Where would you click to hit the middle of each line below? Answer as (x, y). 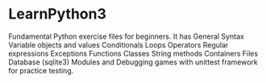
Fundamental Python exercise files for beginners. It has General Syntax (126, 36)
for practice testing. (41, 70)
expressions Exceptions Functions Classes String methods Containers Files (133, 53)
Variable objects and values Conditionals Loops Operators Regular (118, 44)
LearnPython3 (57, 14)
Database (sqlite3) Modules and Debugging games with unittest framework (133, 62)
